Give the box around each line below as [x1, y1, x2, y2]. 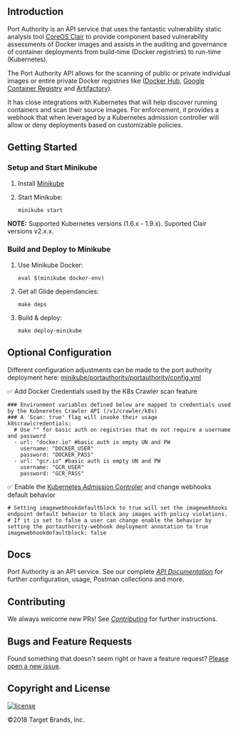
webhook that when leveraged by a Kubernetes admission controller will [7, 113, 219, 121]
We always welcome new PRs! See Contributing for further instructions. [7, 615, 218, 623]
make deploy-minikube [17, 327, 82, 334]
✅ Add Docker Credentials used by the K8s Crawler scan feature [7, 387, 197, 395]
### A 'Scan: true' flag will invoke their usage [7, 413, 158, 420]
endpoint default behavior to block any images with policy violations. [7, 510, 228, 518]
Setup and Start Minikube [7, 163, 98, 173]
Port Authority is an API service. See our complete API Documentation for [7, 568, 223, 576]
